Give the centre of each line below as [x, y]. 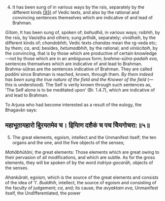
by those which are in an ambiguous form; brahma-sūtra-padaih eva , [88, 58]
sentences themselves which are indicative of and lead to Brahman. [74, 64]
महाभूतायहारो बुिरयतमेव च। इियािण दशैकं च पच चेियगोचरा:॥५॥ [78, 125]
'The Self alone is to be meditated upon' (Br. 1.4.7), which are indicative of [80, 90]
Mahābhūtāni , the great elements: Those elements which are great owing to [82, 152]
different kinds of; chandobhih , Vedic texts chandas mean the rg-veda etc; [81, 43]
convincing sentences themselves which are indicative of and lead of [82, 17]
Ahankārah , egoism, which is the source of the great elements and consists [82, 177]
